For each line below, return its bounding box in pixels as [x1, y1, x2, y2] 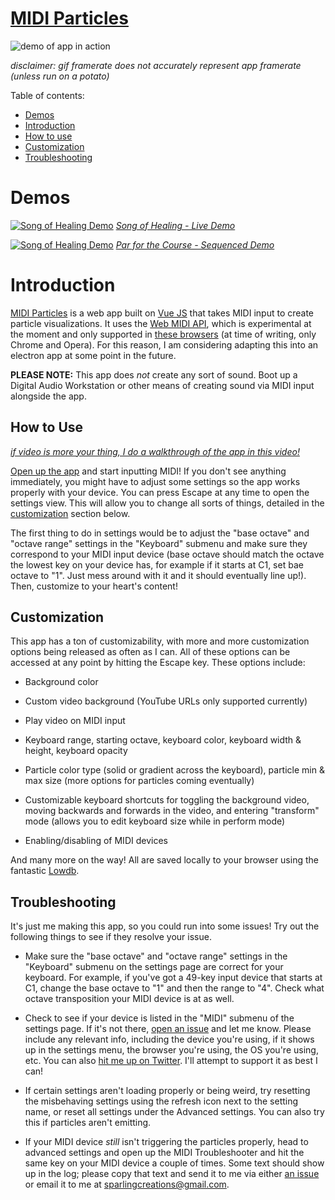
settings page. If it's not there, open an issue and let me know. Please [24, 1023, 312, 1035]
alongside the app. [10, 390, 87, 402]
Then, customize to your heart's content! [10, 580, 178, 592]
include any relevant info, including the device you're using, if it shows [24, 1033, 315, 1046]
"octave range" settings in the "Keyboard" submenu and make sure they [10, 537, 308, 549]
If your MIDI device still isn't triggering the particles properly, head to [24, 1136, 309, 1148]
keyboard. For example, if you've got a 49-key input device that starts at [24, 972, 323, 984]
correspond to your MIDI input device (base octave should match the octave [10, 548, 325, 560]
